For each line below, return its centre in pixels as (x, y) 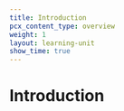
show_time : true (40, 51)
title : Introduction (48, 18)
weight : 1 (28, 34)
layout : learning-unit (52, 43)
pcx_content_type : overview (62, 26)
